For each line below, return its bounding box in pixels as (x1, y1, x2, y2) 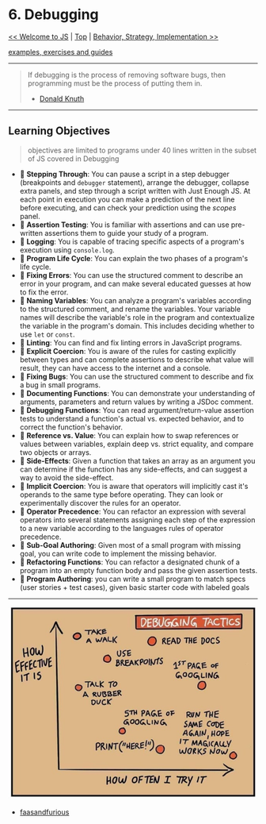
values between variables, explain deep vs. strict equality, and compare (19, 439, 254, 449)
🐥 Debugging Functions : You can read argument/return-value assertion (19, 405, 255, 414)
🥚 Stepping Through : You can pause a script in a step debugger (19, 169, 230, 179)
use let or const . (19, 329, 75, 339)
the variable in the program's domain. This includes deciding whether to (19, 321, 255, 330)
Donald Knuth (39, 94, 85, 103)
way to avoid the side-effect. (19, 472, 114, 482)
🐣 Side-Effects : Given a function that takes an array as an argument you (19, 456, 256, 465)
